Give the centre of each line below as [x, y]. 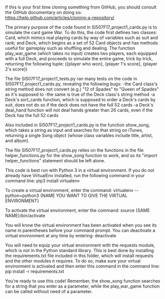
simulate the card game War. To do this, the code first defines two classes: [81, 32]
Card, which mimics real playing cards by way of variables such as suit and [82, 37]
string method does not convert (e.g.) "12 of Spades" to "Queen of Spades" [82, 89]
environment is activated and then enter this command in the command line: [82, 266]
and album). [17, 141]
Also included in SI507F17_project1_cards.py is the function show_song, [78, 125]
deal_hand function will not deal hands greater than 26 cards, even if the [79, 110]
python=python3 [22, 195]
